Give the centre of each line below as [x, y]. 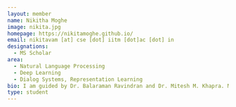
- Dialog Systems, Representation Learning [78, 79]
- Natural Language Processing [59, 66]
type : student [28, 92]
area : [15, 60]
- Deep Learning [37, 73]
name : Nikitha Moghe [38, 20]
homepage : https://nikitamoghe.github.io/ [70, 33]
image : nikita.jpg [34, 27]
